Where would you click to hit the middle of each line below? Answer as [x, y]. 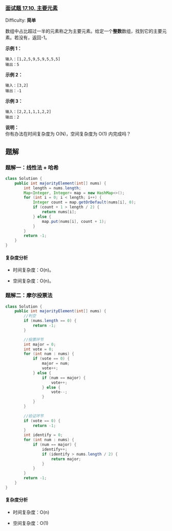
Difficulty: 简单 [21, 20]
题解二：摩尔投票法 [29, 295]
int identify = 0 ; [43, 435]
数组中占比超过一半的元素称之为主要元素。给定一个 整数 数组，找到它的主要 [84, 31]
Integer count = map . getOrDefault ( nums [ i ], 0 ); [84, 202]
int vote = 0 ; [39, 349]
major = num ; [56, 364]
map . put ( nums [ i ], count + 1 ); [74, 221]
